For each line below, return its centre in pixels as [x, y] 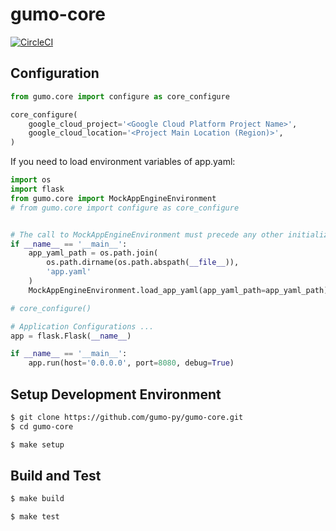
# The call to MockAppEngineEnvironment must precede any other [147, 234]
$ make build [37, 499]
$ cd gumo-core [42, 426]
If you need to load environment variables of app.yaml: [123, 162]
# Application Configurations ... [82, 326]
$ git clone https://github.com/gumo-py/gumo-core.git [127, 417]
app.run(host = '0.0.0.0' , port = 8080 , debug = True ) [131, 363]
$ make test [35, 517]
